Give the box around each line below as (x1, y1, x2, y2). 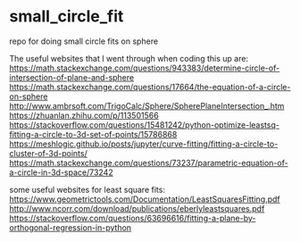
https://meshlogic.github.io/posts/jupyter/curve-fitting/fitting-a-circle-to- (9, 138, 279, 149)
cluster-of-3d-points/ (9, 147, 87, 158)
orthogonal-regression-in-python (9, 221, 132, 233)
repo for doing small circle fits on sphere (9, 36, 159, 46)
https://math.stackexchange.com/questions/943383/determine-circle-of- (9, 63, 280, 73)
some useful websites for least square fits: (9, 184, 165, 195)
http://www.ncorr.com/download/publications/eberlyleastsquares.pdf (9, 203, 265, 213)
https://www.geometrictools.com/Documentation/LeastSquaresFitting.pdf (9, 194, 281, 204)
